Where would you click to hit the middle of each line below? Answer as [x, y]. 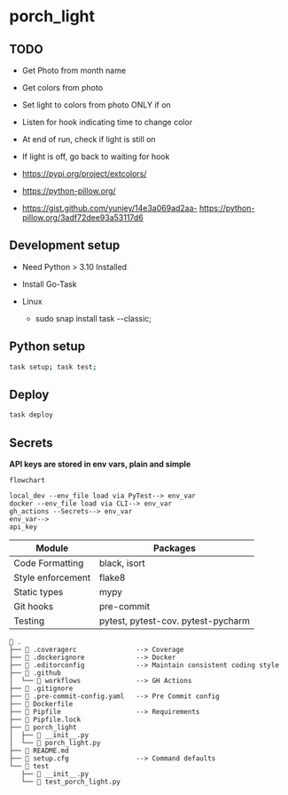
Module [52, 548]
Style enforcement [52, 577]
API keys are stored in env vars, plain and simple [100, 464]
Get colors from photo [62, 87]
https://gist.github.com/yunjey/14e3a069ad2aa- [109, 208]
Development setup [65, 246]
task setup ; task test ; [53, 367]
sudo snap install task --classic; [93, 318]
